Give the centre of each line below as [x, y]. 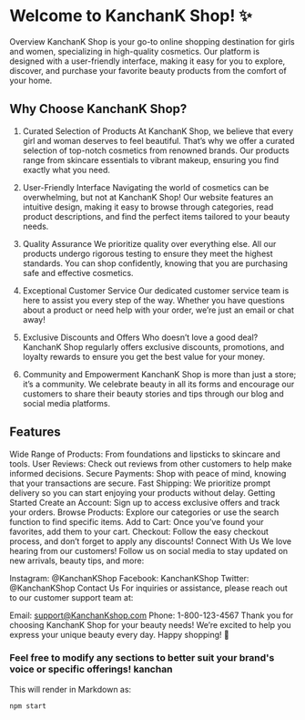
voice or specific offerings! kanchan [91, 669]
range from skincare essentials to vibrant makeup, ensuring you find [151, 159]
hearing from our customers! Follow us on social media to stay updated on [149, 550]
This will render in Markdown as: [71, 689]
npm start [28, 706]
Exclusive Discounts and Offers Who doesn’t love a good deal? [140, 337]
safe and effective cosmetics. [78, 273]
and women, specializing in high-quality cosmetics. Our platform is [135, 51]
